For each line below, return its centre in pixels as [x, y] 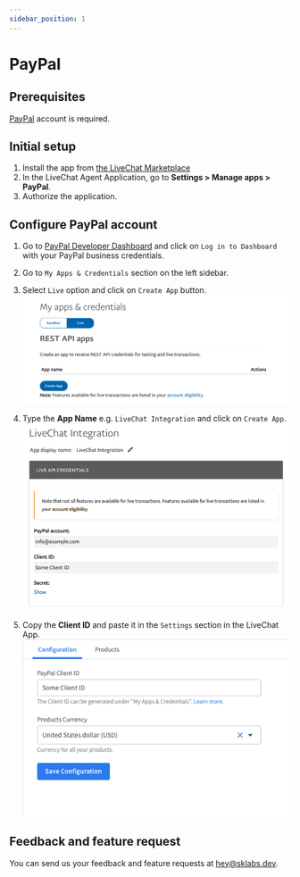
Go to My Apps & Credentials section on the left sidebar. [125, 273]
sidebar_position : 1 [48, 19]
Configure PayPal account [83, 225]
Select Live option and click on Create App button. [114, 290]
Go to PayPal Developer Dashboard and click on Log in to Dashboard [150, 246]
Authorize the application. [70, 196]
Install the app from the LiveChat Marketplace [106, 168]
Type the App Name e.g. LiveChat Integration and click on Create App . [154, 419]
